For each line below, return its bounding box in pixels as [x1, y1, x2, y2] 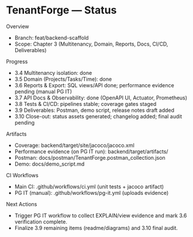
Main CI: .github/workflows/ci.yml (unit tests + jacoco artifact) [14, 183, 164, 190]
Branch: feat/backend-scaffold [14, 34, 89, 41]
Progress [6, 58, 28, 65]
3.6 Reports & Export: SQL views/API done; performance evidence [14, 81, 174, 88]
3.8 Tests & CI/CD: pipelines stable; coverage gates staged [14, 100, 157, 107]
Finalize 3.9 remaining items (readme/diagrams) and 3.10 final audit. [14, 224, 178, 231]
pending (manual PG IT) [14, 88, 72, 95]
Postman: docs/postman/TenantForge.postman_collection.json [14, 154, 166, 161]
